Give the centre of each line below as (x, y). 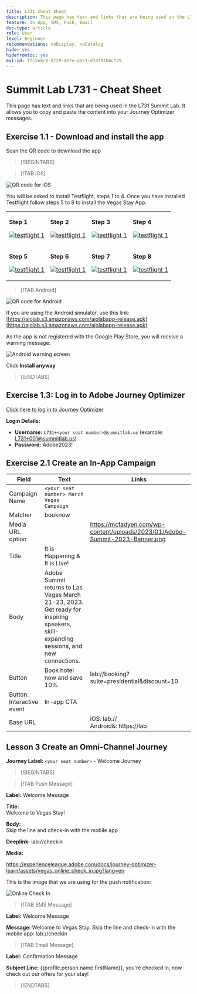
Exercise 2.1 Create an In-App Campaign (81, 463)
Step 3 (101, 222)
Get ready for (62, 609)
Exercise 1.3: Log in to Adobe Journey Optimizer (96, 396)
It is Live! (57, 564)
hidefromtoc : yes (27, 55)
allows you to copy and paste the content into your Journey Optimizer (90, 112)
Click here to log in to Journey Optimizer (55, 409)
